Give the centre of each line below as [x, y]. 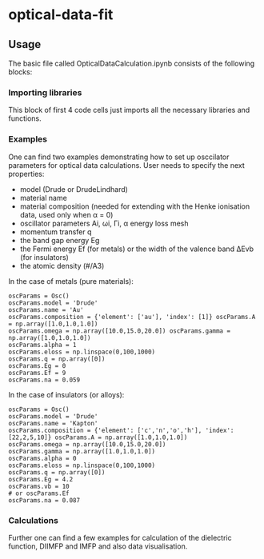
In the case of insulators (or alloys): [66, 394]
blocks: [20, 72]
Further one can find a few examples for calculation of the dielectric [120, 537]
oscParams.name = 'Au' [46, 309]
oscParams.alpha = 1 [43, 345]
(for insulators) [44, 257]
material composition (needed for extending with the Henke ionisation [135, 206]
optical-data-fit [61, 15]
